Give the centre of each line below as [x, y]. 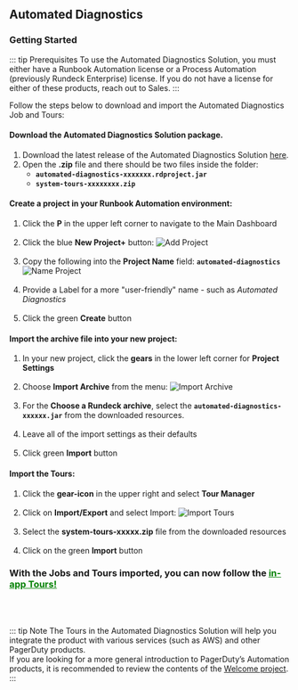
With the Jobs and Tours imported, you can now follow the [138, 573]
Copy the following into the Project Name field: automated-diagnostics [151, 261]
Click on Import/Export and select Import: [99, 513]
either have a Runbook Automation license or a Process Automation [133, 69]
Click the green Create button [77, 318]
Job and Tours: [37, 114]
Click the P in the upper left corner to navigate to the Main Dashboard [149, 224]
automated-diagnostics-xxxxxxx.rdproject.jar [121, 174]
